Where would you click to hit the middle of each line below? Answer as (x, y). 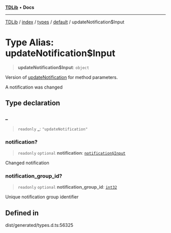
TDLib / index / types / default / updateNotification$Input (65, 22)
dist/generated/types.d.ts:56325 (39, 225)
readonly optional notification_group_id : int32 (67, 187)
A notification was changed (34, 87)
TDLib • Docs (20, 7)
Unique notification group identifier (42, 197)
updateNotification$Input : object (53, 67)
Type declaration (33, 103)
